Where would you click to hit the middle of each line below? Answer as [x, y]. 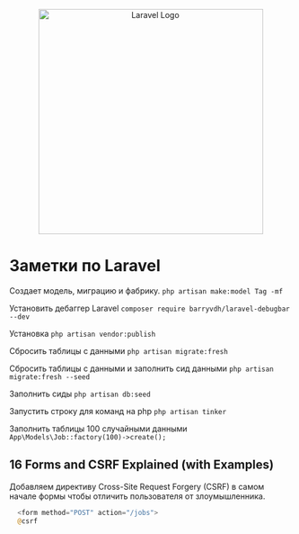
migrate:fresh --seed [50, 377]
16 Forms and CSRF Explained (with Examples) [141, 465]
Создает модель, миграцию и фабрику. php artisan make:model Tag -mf [146, 290]
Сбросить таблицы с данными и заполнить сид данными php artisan [141, 368]
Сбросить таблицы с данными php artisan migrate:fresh [119, 350]
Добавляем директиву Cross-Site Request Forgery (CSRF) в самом [137, 486]
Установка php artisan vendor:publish [83, 333]
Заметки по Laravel [85, 266]
